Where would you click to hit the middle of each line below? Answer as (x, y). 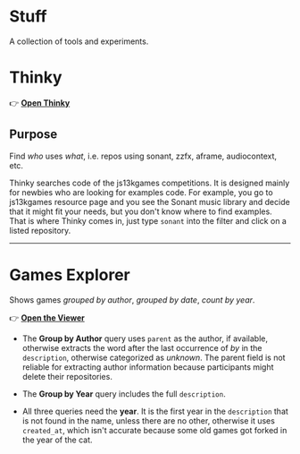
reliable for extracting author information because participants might (148, 367)
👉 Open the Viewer (47, 317)
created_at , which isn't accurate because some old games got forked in (154, 430)
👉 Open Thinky (40, 103)
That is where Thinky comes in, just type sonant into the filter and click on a (148, 220)
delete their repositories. (67, 376)
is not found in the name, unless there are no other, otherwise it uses (148, 420)
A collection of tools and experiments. (79, 41)
